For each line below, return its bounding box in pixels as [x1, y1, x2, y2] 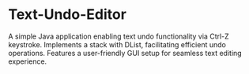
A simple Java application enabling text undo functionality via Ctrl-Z [8, 31, 229, 41]
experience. [8, 57, 47, 66]
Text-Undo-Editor [8, 6, 126, 24]
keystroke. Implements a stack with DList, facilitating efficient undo [8, 39, 227, 49]
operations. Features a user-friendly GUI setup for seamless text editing [8, 48, 243, 57]
